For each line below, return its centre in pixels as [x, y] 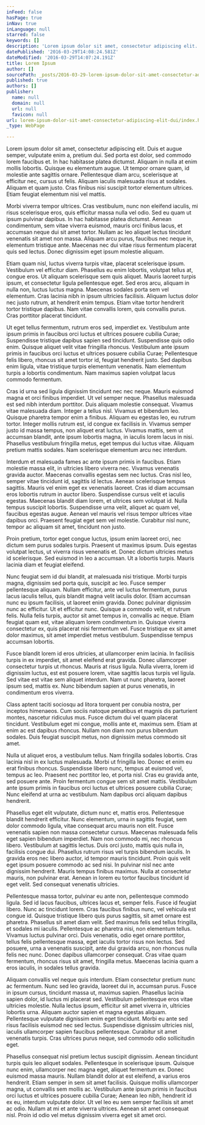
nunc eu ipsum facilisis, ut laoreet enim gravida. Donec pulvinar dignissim [99, 603]
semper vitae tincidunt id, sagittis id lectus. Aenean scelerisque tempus [96, 481]
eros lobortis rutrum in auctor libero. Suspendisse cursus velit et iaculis [95, 494]
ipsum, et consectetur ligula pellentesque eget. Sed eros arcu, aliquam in [98, 283]
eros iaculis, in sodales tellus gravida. [53, 968]
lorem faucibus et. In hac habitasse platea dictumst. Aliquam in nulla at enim [102, 162]
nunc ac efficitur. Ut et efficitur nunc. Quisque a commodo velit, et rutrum [99, 609]
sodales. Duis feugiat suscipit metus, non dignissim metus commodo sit [96, 737]
